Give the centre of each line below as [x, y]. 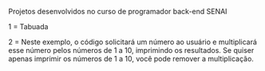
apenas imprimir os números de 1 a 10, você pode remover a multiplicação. [131, 59]
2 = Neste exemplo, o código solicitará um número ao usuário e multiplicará [133, 42]
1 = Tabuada [28, 26]
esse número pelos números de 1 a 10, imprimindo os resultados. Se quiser [131, 50]
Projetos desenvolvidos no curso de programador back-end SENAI [118, 11]
